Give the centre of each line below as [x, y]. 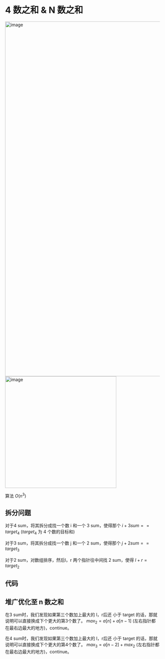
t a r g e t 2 [12, 566]
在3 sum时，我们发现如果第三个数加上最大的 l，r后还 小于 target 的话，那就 [81, 615]
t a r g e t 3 [12, 549]
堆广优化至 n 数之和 [35, 602]
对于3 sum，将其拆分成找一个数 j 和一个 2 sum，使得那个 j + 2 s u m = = [77, 543]
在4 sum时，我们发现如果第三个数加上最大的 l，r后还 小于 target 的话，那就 [82, 638]
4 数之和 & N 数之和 [44, 10]
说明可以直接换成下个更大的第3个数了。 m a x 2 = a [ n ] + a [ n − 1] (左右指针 [78, 621]
